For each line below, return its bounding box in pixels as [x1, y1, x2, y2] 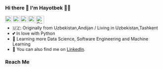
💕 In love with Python [12, 30, 55, 36]
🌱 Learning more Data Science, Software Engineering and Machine [12, 36, 149, 42]
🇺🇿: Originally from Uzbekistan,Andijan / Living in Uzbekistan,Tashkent [12, 25, 158, 31]
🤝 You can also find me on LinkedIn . [12, 46, 85, 52]
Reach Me [5, 59, 30, 66]
